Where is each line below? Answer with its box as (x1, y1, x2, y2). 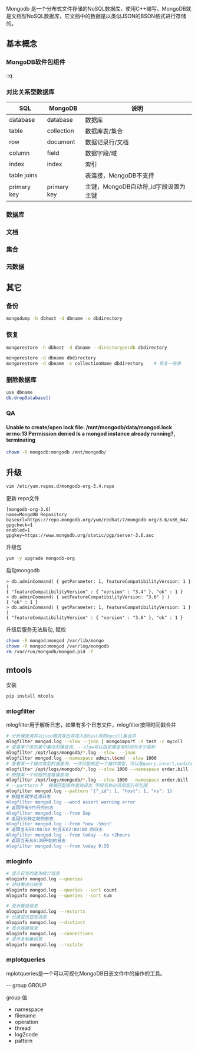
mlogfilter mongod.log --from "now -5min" (6, 821, 112, 827)
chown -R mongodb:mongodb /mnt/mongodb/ (6, 449, 107, 455)
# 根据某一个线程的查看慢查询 (6, 772, 69, 777)
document (47, 138, 75, 146)
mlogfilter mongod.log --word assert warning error (6, 799, 136, 805)
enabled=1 (6, 527, 31, 533)
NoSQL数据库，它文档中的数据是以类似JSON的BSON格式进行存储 (26, 12, 187, 20)
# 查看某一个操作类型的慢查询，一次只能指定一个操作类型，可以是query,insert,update (6, 760, 193, 767)
